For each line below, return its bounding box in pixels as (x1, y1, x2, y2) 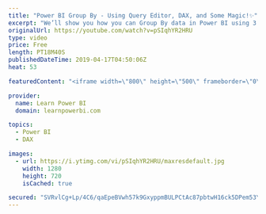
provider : (8, 92, 41, 100)
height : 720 (22, 172, 62, 180)
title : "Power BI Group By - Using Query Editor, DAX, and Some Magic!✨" (8, 11, 258, 20)
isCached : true (22, 179, 73, 187)
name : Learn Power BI (15, 99, 87, 107)
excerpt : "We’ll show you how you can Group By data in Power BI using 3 (8, 19, 257, 27)
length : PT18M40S (8, 48, 66, 56)
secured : (8, 193, 37, 202)
